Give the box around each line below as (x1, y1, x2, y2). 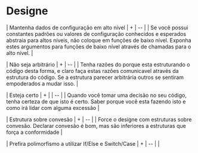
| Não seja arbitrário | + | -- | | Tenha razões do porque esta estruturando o (6, 61, 190, 68)
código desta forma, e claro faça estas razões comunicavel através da (6, 67, 179, 74)
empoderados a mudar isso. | (6, 79, 79, 87)
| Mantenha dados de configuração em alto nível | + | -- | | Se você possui (6, 24, 188, 31)
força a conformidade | (6, 128, 63, 136)
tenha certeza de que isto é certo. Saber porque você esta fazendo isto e (6, 97, 186, 105)
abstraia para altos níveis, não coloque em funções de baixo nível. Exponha (6, 36, 192, 44)
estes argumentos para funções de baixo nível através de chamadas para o (6, 43, 191, 50)
